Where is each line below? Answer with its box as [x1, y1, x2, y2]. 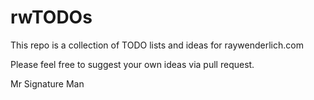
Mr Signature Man [10, 77, 85, 90]
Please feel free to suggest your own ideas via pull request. [10, 58, 255, 70]
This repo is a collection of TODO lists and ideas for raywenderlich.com [10, 39, 304, 51]
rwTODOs [10, 6, 93, 29]
